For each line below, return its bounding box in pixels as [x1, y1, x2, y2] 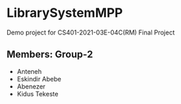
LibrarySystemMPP [6, 5, 123, 21]
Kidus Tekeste [16, 89, 59, 98]
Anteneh [16, 67, 42, 75]
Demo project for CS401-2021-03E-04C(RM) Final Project [6, 28, 175, 37]
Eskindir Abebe [16, 74, 62, 83]
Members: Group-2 [6, 48, 93, 60]
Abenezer [16, 82, 46, 91]
